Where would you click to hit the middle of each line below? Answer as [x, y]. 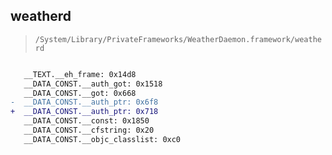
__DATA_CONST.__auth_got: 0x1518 [93, 84]
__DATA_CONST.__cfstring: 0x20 [89, 130]
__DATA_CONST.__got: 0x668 [80, 93]
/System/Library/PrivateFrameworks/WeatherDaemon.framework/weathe [178, 39]
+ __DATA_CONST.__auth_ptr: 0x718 [84, 112]
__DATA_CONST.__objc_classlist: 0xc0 [102, 139]
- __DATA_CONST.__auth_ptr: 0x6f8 [84, 102]
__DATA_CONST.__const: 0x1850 [86, 121]
